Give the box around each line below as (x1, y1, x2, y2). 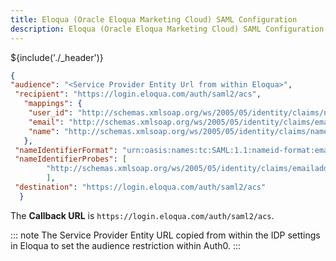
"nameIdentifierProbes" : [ (14, 154, 128, 165)
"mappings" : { (23, 99, 83, 109)
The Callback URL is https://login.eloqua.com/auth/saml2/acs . (10, 209, 275, 221)
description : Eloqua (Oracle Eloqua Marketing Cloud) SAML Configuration (10, 24, 325, 34)
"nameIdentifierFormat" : (14, 145, 118, 155)
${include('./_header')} (10, 51, 104, 63)
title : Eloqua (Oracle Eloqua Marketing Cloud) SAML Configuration (10, 14, 298, 25)
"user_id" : (28, 108, 74, 118)
